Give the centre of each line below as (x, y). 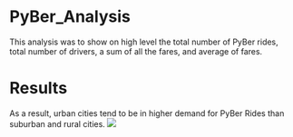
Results (39, 88)
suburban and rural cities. (58, 123)
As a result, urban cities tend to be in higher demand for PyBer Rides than (147, 113)
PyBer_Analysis (70, 17)
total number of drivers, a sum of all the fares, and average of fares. (136, 51)
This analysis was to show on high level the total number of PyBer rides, (144, 42)
